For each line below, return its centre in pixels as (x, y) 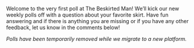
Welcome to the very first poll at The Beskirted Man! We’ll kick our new (93, 9)
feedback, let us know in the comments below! (63, 27)
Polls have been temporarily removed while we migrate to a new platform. (96, 39)
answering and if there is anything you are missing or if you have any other (97, 21)
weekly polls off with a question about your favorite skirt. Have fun (88, 15)
